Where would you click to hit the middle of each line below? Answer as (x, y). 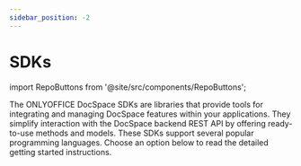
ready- (280, 123)
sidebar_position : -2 (50, 17)
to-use (22, 133)
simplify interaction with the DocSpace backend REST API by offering (138, 123)
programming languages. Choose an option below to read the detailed (139, 142)
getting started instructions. (61, 152)
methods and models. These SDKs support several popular (145, 133)
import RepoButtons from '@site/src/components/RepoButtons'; (128, 87)
